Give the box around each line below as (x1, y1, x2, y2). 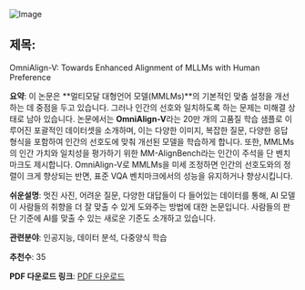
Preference (9, 71, 52, 82)
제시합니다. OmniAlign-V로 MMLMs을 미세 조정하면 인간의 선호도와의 (33, 159, 282, 170)
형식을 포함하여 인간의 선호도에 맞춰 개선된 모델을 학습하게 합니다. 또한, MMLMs (9, 136, 294, 147)
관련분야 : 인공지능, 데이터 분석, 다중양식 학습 (9, 232, 168, 243)
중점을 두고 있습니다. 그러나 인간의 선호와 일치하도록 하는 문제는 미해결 (36, 101, 287, 113)
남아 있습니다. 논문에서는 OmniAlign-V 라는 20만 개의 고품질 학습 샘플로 (25, 113, 283, 124)
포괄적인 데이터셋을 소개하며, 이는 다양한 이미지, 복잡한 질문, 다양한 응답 (33, 124, 289, 136)
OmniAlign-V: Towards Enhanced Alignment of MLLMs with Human (9, 62, 260, 73)
